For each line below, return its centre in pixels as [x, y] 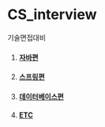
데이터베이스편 [41, 96]
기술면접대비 [27, 37]
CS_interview [52, 15]
